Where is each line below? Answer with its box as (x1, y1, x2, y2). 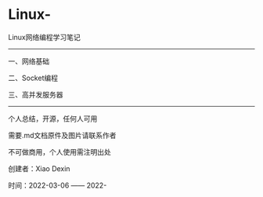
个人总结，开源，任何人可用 (8, 114, 98, 123)
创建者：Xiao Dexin (8, 163, 70, 173)
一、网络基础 (8, 57, 49, 66)
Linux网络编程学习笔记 (8, 32, 81, 42)
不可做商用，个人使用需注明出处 (8, 147, 111, 156)
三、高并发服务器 (8, 89, 63, 99)
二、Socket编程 (8, 73, 59, 82)
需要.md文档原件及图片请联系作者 (8, 130, 117, 140)
